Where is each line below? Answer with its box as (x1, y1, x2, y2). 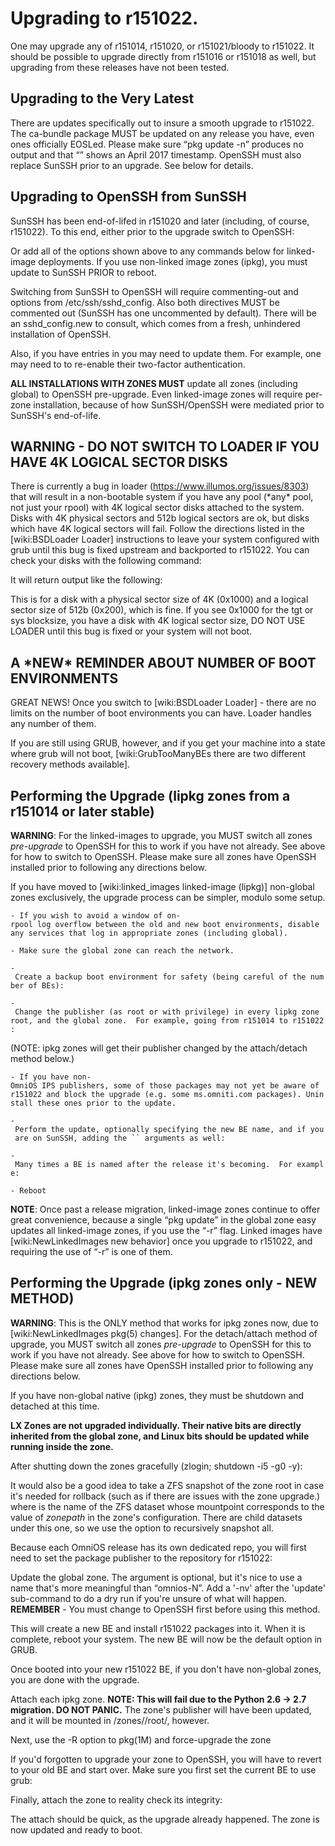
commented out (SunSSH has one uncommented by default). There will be (10, 307, 317, 319)
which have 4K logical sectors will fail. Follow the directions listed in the (10, 523, 305, 535)
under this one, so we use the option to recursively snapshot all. (10, 1522, 274, 1534)
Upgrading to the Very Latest (10, 90, 195, 107)
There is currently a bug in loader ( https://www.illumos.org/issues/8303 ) (10, 480, 310, 492)
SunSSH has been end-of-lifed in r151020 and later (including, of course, (10, 215, 310, 227)
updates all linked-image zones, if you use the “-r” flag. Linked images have (10, 1225, 323, 1236)
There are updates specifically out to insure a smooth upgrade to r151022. (10, 117, 315, 129)
